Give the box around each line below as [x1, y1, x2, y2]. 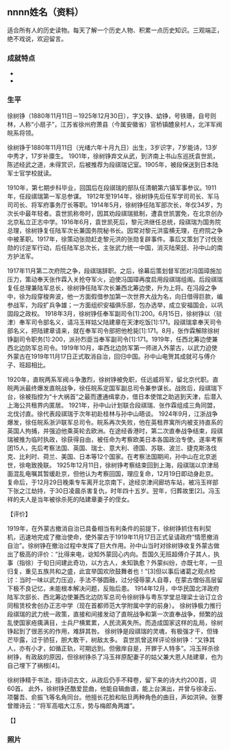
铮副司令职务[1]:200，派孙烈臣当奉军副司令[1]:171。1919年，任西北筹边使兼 [7, 335, 218, 344]
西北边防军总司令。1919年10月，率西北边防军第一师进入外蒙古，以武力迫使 [7, 344, 218, 352]
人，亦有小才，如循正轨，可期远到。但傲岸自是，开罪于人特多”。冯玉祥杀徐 [7, 645, 220, 653]
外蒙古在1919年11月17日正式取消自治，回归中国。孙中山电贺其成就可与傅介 [7, 352, 216, 361]
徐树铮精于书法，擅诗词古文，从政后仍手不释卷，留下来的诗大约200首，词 [7, 676, 217, 684]
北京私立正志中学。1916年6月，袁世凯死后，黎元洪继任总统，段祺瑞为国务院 [7, 218, 221, 226]
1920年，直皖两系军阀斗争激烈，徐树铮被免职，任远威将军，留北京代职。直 [7, 375, 219, 384]
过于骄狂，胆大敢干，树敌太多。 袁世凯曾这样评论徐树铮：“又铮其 [30, 636, 216, 644]
